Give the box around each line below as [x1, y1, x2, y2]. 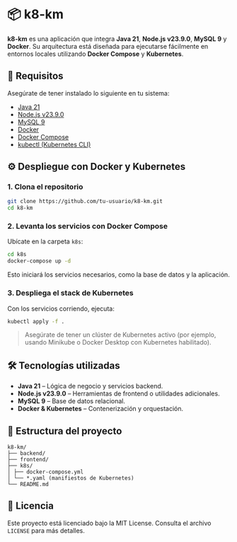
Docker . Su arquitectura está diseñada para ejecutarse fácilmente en [7, 42, 209, 50]
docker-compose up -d [7, 258, 71, 265]
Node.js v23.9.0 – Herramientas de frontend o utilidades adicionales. [17, 389, 221, 398]
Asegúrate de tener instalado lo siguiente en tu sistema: [7, 88, 170, 97]
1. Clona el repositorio [7, 182, 83, 192]
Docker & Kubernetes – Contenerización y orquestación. [17, 405, 184, 413]
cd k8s [7, 251, 27, 258]
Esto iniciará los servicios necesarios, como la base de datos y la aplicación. [7, 270, 230, 279]
